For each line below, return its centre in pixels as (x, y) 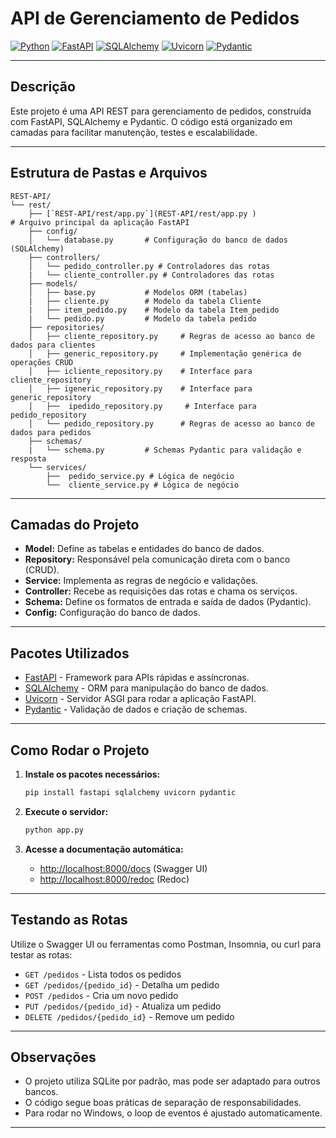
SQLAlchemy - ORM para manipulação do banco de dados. (146, 688)
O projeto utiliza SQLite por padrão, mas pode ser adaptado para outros (172, 1081)
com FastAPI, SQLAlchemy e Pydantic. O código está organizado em (151, 121)
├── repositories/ (66, 327)
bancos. (41, 1092)
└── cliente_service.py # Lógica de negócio (143, 485)
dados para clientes (53, 345)
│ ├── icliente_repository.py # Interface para (140, 371)
